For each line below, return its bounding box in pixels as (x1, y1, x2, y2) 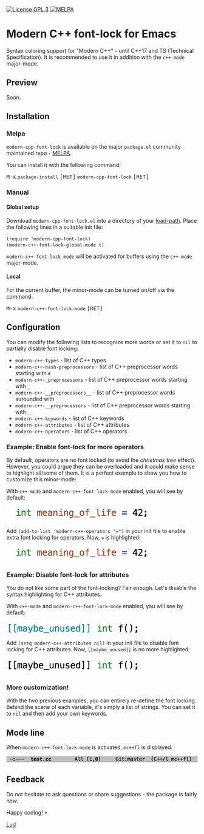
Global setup (6, 203, 39, 211)
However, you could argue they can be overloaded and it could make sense (6, 463, 195, 470)
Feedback (6, 775, 45, 785)
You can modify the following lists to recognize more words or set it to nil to (6, 338, 197, 345)
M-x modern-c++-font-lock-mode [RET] (6, 305, 103, 312)
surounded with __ (15, 395, 62, 402)
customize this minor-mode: (6, 475, 77, 483)
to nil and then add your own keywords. (6, 710, 108, 717)
